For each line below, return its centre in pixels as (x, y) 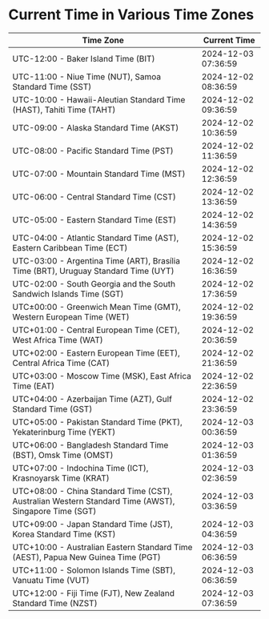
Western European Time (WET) (71, 316)
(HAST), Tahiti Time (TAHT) (64, 110)
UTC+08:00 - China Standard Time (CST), (92, 491)
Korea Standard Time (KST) (64, 534)
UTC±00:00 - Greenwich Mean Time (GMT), (97, 307)
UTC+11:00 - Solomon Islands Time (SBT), (94, 570)
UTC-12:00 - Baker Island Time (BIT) (84, 58)
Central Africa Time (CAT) (61, 363)
